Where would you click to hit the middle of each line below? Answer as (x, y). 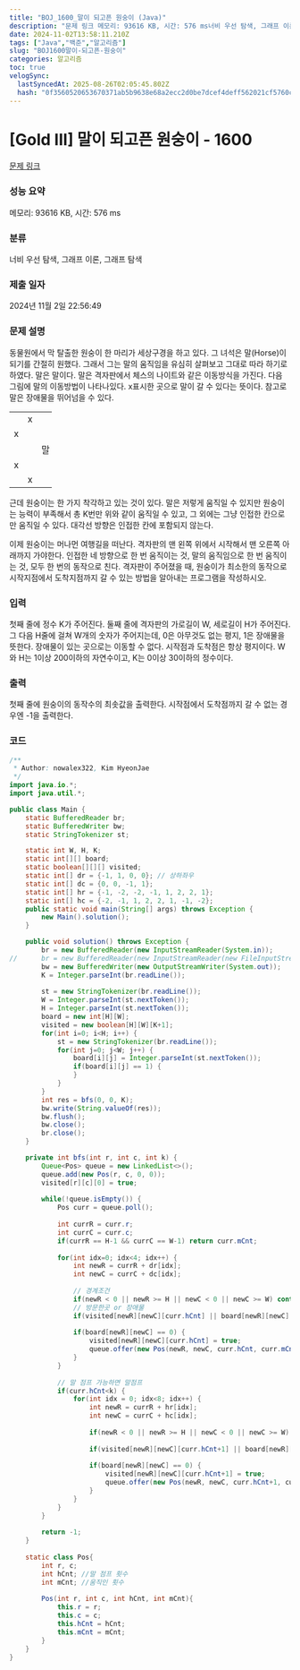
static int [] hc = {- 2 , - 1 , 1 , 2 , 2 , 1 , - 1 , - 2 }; (120, 901)
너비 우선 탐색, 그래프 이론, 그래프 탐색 (76, 260)
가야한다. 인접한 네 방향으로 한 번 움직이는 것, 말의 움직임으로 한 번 (148, 555)
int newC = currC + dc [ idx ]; (127, 1274)
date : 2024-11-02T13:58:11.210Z (69, 34)
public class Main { (48, 809)
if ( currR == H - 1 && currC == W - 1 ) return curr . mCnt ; (157, 1241)
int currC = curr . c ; (95, 1232)
